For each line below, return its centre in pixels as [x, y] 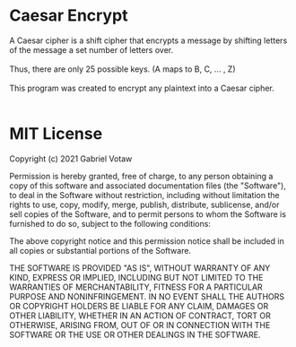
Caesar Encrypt [69, 16]
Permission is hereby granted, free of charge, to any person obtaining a [141, 176]
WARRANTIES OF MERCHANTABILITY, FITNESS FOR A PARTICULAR [136, 287]
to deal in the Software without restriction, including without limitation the [144, 195]
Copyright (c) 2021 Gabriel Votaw [71, 159]
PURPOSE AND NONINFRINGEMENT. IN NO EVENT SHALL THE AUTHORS [147, 296]
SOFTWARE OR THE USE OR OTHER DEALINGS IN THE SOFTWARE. [135, 334]
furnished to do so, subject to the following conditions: [110, 223]
